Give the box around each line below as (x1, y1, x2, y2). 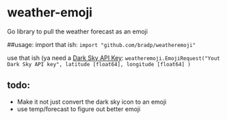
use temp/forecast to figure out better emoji (16, 104, 141, 113)
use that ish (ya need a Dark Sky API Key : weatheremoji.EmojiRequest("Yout (7, 53, 220, 62)
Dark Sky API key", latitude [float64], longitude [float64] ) (7, 61, 191, 67)
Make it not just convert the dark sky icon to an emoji (16, 97, 167, 106)
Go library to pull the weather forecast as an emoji (7, 27, 148, 35)
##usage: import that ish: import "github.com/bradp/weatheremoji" (7, 40, 196, 48)
